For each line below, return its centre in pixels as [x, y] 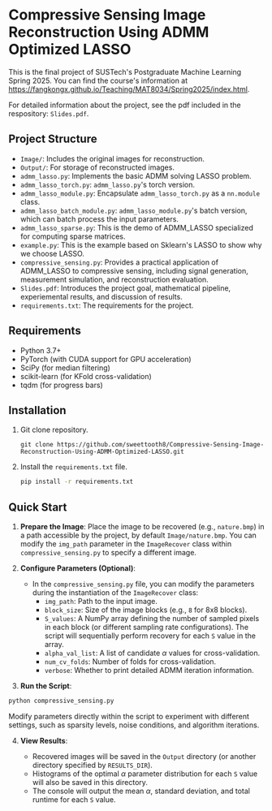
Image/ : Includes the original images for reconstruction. [112, 158]
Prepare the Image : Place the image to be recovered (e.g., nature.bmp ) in [142, 527]
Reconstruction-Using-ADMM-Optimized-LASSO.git [102, 452]
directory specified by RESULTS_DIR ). [92, 765]
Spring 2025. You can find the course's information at [98, 80]
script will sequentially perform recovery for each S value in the [150, 636]
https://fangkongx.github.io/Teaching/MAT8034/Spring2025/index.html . [129, 89]
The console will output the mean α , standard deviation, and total [141, 791]
